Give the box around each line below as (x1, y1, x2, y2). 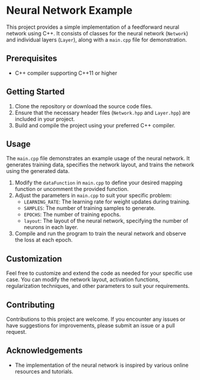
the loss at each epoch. (14, 236, 73, 244)
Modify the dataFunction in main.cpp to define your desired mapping (14, 179, 183, 186)
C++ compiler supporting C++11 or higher (14, 69, 118, 77)
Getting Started (6, 87, 65, 97)
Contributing (6, 300, 55, 310)
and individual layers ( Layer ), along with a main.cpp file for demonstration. (6, 36, 187, 43)
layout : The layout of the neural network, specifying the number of (23, 217, 189, 224)
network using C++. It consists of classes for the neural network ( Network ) (6, 29, 189, 37)
